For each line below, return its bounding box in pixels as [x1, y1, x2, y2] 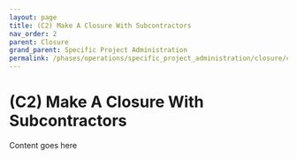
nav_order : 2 [9, 29, 57, 38]
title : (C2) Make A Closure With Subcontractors [9, 21, 192, 30]
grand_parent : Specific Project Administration [9, 46, 188, 55]
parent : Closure [9, 37, 69, 47]
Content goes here [9, 140, 78, 150]
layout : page [9, 12, 57, 22]
